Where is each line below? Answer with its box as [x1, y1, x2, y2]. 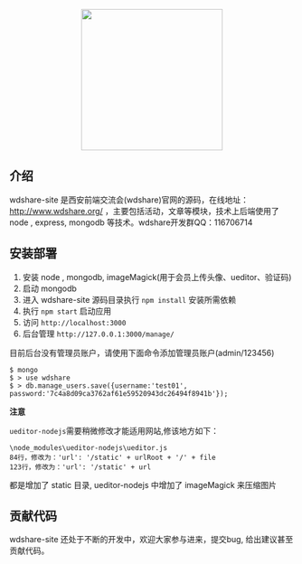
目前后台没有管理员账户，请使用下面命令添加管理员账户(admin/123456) [9, 347, 275, 358]
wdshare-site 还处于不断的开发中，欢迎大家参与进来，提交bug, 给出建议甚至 [9, 534, 294, 545]
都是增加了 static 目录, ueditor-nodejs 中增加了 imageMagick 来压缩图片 [9, 479, 278, 490]
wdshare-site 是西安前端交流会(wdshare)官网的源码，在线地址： [9, 194, 249, 205]
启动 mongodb [22, 283, 77, 294]
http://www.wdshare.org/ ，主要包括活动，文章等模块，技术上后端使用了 [9, 205, 280, 216]
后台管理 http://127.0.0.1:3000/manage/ [22, 328, 175, 339]
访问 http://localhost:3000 [22, 316, 127, 327]
